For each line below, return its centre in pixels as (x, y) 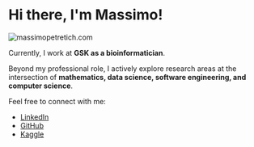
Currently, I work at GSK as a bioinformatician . (87, 52)
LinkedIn (34, 117)
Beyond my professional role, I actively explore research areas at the (123, 68)
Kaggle (32, 134)
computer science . (41, 86)
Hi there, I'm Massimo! (86, 15)
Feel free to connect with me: (57, 101)
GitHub (32, 125)
